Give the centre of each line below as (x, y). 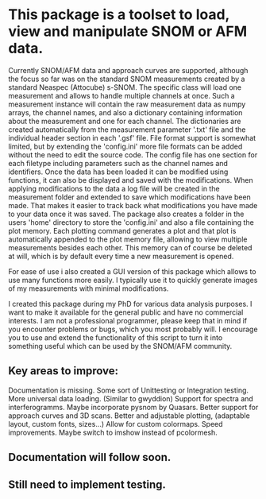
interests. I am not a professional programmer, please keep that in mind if (128, 320)
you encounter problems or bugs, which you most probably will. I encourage (133, 329)
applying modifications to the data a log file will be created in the (114, 188)
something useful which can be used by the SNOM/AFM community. (120, 346)
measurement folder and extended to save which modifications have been (130, 197)
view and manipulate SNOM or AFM (128, 31)
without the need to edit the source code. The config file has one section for (133, 155)
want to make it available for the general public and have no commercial (126, 312)
